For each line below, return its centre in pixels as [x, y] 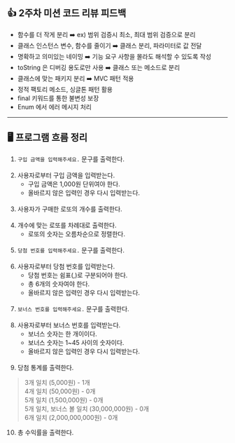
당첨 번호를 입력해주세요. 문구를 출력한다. [71, 250]
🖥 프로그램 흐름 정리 [48, 138]
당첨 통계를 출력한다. [45, 367]
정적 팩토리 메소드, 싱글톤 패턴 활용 [65, 89]
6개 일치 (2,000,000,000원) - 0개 [71, 417]
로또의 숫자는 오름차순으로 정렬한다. [77, 233]
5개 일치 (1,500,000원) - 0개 [64, 400]
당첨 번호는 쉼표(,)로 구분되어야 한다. [78, 275]
